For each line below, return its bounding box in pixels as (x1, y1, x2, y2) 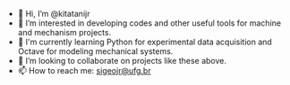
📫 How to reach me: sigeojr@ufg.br (17, 66, 151, 75)
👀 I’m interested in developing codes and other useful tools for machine (17, 18, 282, 28)
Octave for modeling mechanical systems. (17, 46, 174, 57)
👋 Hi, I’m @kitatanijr (17, 9, 90, 19)
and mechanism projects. (17, 27, 112, 37)
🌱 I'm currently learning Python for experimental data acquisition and (17, 36, 273, 47)
